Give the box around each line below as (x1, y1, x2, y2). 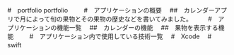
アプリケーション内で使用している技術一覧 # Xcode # (39, 32, 212, 40)
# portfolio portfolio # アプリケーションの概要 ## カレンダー (7, 6, 215, 14)
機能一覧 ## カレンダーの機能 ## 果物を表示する (56, 24, 219, 31)
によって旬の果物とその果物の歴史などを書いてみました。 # (25, 15, 212, 23)
